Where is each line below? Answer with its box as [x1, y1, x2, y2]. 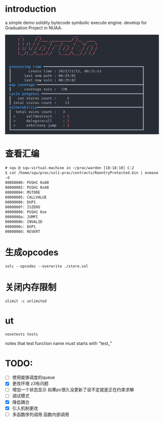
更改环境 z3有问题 [12, 381, 49, 387]
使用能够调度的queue [12, 374, 55, 380]
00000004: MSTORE [5, 190, 41, 195]
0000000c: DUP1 [5, 224, 36, 229]
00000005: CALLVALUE [5, 195, 47, 199]
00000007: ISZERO [5, 204, 41, 209]
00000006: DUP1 [5, 199, 36, 204]
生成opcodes [5, 247, 59, 258]
